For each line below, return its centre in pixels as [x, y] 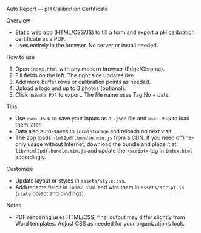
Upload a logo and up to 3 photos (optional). [70, 88]
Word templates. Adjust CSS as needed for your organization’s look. [100, 224]
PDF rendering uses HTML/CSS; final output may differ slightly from [100, 217]
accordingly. [31, 157]
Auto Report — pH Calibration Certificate [57, 9]
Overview [18, 20]
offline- [185, 137]
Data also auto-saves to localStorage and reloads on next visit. [94, 131]
